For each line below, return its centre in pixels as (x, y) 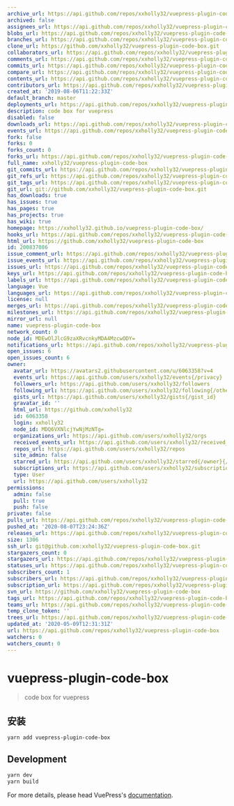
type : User (29, 475)
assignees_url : (29, 27)
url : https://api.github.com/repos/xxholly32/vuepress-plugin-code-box (113, 631)
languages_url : (29, 293)
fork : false (24, 137)
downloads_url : (29, 124)
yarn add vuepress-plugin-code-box (59, 738)
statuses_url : (28, 566)
